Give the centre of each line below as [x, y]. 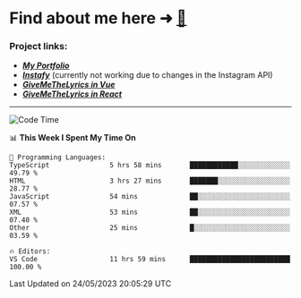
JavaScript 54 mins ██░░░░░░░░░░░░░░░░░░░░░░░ [150, 197]
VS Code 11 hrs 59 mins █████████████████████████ [150, 260]
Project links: [39, 47]
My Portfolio [46, 65]
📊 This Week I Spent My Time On [73, 138]
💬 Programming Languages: [57, 158]
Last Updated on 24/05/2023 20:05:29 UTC [90, 284]
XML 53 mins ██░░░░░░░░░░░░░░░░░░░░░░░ [150, 213]
